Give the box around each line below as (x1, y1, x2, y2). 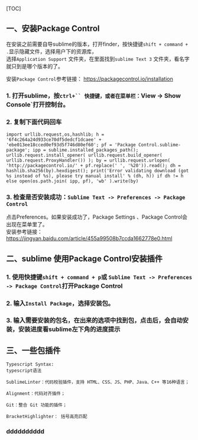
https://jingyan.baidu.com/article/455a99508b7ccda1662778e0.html (6, 235, 173, 242)
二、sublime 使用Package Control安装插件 (6, 253, 163, 264)
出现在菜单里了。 (6, 221, 48, 228)
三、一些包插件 (6, 345, 61, 355)
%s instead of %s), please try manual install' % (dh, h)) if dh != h (6, 173, 184, 179)
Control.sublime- (138, 142, 181, 148)
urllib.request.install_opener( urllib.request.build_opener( (6, 152, 163, 159)
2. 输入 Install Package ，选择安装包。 (6, 299, 114, 307)
